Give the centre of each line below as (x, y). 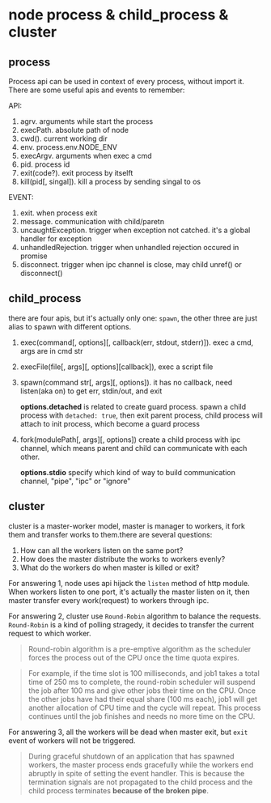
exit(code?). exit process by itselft (76, 173)
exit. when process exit (59, 213)
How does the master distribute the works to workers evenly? (123, 559)
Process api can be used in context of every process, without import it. (127, 81)
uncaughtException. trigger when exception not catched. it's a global (135, 230)
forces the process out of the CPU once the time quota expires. (134, 657)
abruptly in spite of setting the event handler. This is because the (136, 773)
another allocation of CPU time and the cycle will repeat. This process (144, 707)
